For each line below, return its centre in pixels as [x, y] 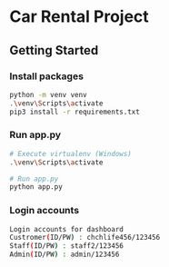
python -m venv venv [49, 94]
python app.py [36, 187]
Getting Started [54, 50]
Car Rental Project [80, 17]
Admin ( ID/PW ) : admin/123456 [65, 255]
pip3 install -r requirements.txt [75, 112]
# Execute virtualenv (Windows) [70, 153]
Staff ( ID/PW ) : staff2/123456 [67, 246]
